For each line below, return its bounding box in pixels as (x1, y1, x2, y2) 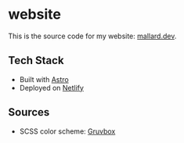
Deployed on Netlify (19, 83, 85, 92)
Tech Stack (8, 54, 64, 67)
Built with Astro (19, 74, 69, 84)
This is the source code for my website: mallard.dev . (8, 31, 177, 41)
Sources (8, 105, 50, 119)
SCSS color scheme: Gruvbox (19, 127, 116, 136)
